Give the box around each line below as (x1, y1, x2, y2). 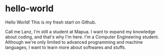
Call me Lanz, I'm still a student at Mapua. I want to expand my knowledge (5, 28, 156, 34)
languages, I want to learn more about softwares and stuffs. (5, 44, 127, 50)
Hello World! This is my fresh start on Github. (5, 19, 97, 25)
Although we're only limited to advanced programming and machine (5, 39, 143, 45)
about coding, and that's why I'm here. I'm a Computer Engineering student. (5, 34, 159, 40)
